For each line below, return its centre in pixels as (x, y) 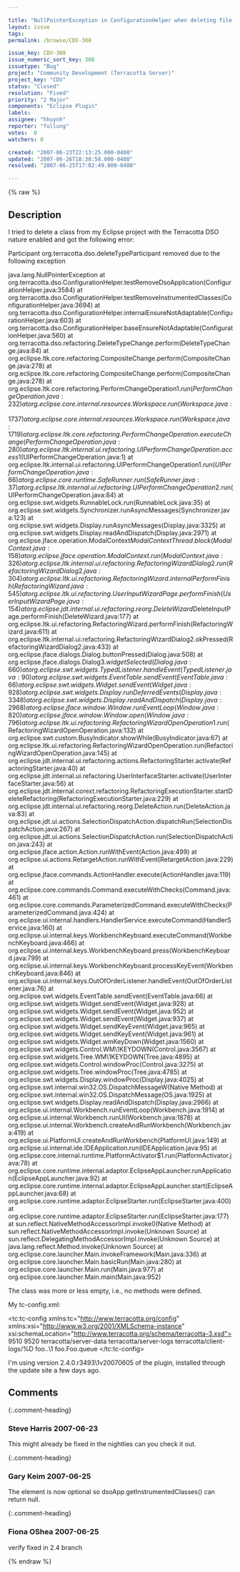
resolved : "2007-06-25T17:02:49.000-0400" (72, 166)
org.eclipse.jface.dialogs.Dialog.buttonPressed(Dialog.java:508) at (106, 654)
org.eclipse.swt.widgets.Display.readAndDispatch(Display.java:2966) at (113, 1102)
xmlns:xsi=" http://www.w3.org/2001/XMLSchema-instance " (96, 1325)
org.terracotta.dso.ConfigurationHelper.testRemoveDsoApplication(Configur (120, 282)
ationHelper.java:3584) (42, 289)
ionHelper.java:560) (37, 335)
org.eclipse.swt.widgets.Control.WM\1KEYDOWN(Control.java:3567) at (112, 1049)
